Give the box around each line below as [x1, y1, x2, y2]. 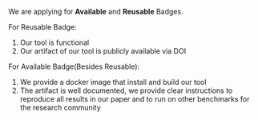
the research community [19, 103, 102, 112]
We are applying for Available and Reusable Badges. [8, 7, 183, 16]
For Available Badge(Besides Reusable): [8, 62, 140, 71]
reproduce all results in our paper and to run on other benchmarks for [19, 94, 250, 103]
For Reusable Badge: [8, 22, 78, 31]
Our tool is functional [19, 38, 90, 47]
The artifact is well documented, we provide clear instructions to [19, 86, 233, 95]
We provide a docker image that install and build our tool [19, 78, 207, 86]
